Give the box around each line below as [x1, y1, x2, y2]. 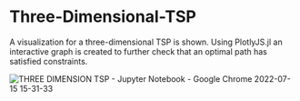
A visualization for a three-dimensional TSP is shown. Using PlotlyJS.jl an [9, 36, 284, 47]
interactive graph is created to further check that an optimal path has [9, 45, 268, 56]
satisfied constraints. [9, 56, 88, 66]
